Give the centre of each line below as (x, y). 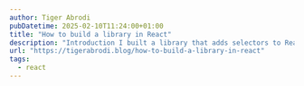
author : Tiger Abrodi (50, 17)
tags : (19, 59)
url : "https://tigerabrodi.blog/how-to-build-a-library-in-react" (137, 51)
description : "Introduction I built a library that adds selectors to (145, 43)
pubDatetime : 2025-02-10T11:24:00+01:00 (87, 26)
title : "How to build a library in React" (90, 34)
